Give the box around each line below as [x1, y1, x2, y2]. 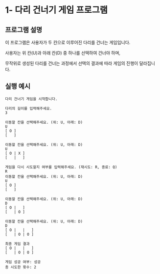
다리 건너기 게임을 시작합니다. [5, 96, 58, 101]
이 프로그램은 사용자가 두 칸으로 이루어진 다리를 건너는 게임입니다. [5, 40, 131, 45]
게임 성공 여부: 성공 [5, 259, 41, 264]
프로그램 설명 [5, 26, 43, 34]
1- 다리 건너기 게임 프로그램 [5, 4, 108, 16]
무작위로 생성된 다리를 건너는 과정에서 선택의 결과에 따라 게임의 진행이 [5, 60, 138, 66]
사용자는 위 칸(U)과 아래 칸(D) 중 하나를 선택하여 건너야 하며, [5, 50, 121, 55]
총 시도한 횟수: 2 [5, 265, 37, 270]
